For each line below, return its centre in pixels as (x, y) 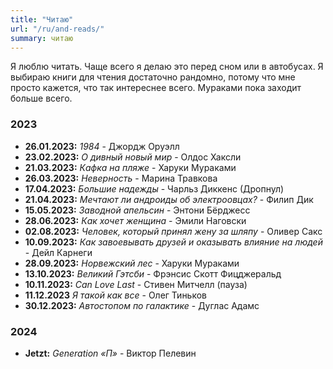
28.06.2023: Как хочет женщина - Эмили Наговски (135, 220)
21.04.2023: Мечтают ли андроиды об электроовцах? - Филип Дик (169, 199)
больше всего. (41, 98)
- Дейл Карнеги (58, 252)
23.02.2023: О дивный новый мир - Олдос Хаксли (133, 157)
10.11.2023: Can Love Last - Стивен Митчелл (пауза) (136, 284)
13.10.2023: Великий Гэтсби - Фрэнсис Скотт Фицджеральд (153, 273)
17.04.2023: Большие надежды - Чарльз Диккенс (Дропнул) (154, 188)
